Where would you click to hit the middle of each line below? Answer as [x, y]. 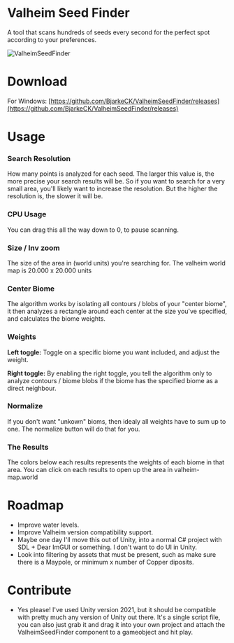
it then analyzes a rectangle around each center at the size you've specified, [117, 311]
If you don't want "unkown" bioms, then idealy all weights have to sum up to [117, 421]
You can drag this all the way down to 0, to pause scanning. [93, 230]
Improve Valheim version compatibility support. [85, 532]
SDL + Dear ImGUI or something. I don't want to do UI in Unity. [107, 547]
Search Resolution [39, 158]
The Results [28, 447]
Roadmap [36, 505]
